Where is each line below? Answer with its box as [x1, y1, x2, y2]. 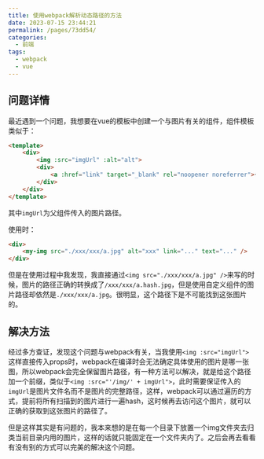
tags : [8, 48, 26, 56]
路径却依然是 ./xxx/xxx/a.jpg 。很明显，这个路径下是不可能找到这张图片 [14, 290, 247, 299]
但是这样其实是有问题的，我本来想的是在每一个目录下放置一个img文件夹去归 [8, 423, 255, 432]
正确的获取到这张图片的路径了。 [8, 406, 112, 415]
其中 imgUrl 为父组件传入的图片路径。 [8, 207, 126, 217]
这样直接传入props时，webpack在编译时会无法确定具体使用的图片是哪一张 [8, 357, 250, 366]
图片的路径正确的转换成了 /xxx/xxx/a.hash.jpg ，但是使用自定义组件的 [21, 280, 247, 289]
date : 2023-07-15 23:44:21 [8, 19, 97, 27]
